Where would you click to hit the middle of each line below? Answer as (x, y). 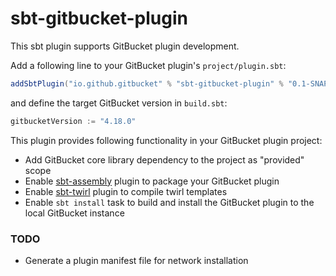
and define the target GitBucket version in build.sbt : (119, 103)
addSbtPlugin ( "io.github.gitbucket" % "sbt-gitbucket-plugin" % (147, 83)
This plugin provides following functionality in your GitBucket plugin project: (166, 140)
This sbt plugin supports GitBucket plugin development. (125, 46)
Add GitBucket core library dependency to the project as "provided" (164, 159)
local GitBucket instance (74, 213)
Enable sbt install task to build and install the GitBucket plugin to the (169, 202)
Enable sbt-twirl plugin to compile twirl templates (126, 191)
